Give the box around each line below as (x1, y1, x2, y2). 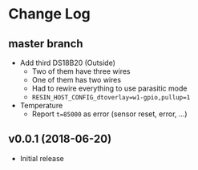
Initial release (19, 153, 64, 163)
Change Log (8, 5, 91, 23)
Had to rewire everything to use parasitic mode (31, 83, 188, 93)
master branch (8, 37, 83, 51)
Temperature (19, 101, 63, 110)
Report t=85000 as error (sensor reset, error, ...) (31, 109, 188, 119)
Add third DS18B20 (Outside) (19, 58, 116, 67)
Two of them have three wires (31, 67, 131, 76)
